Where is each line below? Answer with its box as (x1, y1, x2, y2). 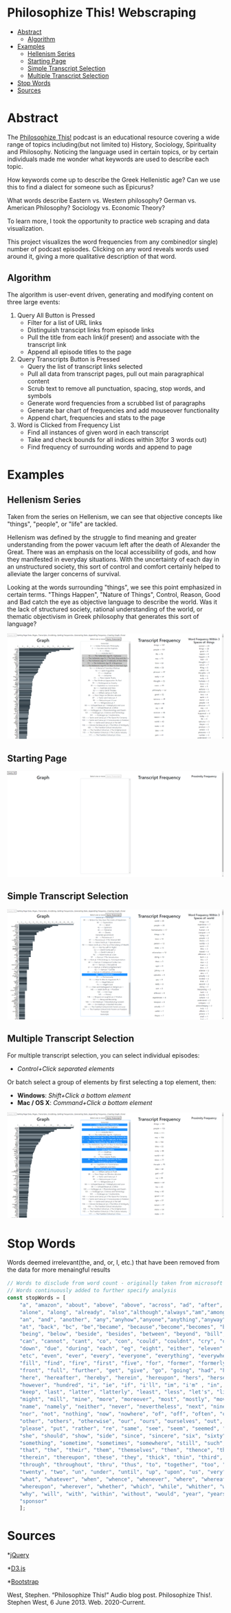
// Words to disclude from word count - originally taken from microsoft (7, 1280, 223, 1287)
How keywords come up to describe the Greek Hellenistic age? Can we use (7, 176, 221, 184)
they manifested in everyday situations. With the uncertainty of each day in (7, 555, 220, 563)
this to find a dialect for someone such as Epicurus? (7, 182, 154, 191)
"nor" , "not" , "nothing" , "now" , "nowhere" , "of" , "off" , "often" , (19, 1411, 217, 1417)
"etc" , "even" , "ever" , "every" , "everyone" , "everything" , (19, 1353, 195, 1360)
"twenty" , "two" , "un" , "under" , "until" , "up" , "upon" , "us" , (19, 1468, 205, 1476)
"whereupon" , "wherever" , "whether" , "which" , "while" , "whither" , (19, 1483, 217, 1490)
